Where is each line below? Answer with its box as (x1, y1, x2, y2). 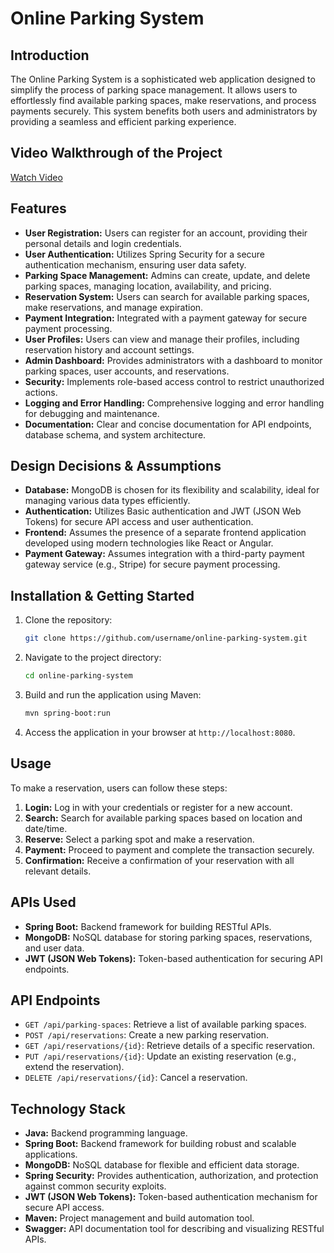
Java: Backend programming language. (24, 1127, 188, 1139)
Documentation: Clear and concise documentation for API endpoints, (24, 418, 312, 430)
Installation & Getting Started (10, 587, 195, 604)
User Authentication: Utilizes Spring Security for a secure (24, 248, 266, 260)
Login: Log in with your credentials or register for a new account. (24, 801, 293, 813)
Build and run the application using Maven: (24, 689, 202, 701)
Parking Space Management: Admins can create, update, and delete (24, 269, 311, 281)
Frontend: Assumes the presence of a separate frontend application (24, 527, 307, 539)
